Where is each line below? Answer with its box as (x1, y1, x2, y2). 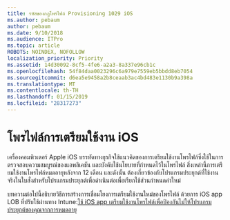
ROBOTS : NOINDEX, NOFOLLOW (7, 49, 85, 56)
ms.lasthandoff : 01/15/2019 (7, 94, 88, 101)
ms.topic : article (7, 42, 60, 49)
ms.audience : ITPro (7, 36, 64, 43)
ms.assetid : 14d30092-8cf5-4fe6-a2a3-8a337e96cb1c (7, 61, 156, 68)
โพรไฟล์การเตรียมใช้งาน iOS (7, 130, 139, 146)
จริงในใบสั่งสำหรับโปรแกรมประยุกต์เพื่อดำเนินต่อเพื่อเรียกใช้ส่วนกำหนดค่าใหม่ (7, 176, 181, 184)
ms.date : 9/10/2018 (7, 29, 64, 37)
